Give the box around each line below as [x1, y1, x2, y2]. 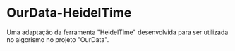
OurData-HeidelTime [6, 5, 132, 21]
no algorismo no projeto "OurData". [6, 35, 109, 43]
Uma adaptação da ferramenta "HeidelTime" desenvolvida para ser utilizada [6, 28, 229, 36]
